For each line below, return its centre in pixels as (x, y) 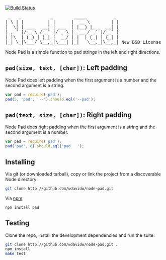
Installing (20, 162)
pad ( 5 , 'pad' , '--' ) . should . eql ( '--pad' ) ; (50, 99)
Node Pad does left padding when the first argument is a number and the (81, 80)
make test (16, 254)
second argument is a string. (35, 85)
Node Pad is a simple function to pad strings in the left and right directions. (83, 52)
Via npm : (15, 198)
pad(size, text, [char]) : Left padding (66, 68)
